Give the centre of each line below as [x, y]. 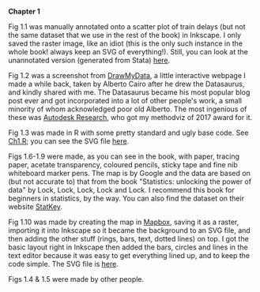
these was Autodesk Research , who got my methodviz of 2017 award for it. [130, 117]
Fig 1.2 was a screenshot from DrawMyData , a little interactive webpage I [127, 75]
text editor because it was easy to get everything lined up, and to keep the [129, 255]
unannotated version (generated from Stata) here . [89, 60]
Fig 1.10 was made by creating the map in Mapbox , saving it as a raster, [124, 222]
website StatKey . [36, 207]
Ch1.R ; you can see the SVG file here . [69, 141]
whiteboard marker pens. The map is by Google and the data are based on [129, 173]
